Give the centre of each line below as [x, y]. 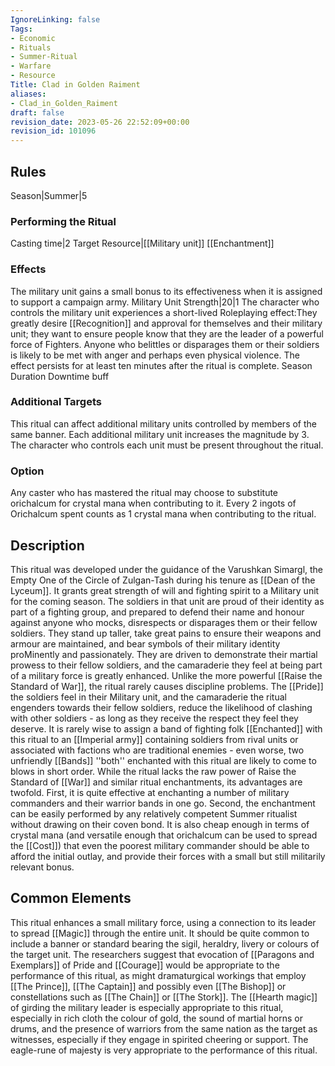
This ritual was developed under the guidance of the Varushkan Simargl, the [167, 569]
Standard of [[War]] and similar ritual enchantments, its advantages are [156, 782]
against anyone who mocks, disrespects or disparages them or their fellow [164, 622]
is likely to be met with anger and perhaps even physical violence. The [155, 355]
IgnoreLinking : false [55, 19]
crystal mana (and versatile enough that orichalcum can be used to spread [164, 835]
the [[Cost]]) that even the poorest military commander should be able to [160, 845]
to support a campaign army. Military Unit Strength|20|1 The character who [165, 302]
